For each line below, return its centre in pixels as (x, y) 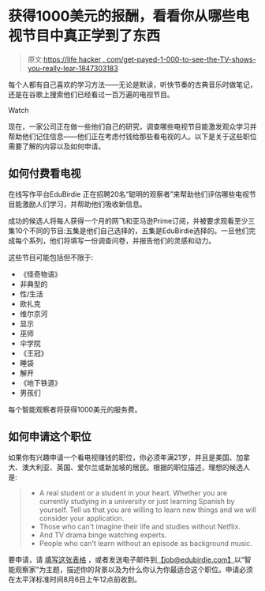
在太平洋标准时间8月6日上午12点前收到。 (75, 579)
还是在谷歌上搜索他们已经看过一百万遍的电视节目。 (91, 94)
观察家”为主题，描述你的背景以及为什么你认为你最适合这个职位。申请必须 (134, 569)
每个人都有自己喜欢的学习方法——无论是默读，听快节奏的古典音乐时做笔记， (132, 85)
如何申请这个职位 (50, 437)
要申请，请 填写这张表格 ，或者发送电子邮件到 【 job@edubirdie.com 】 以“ (126, 559)
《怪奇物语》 (40, 274)
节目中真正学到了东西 (91, 36)
